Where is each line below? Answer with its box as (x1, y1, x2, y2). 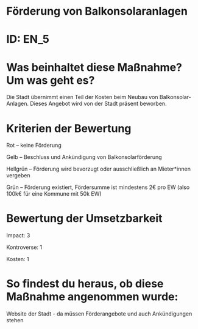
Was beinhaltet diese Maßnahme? (6, 60, 183, 74)
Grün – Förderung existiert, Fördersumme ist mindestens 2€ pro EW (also (6, 183, 190, 191)
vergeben (6, 172, 30, 179)
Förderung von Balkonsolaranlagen (6, 4, 188, 18)
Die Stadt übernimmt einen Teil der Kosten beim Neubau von (6, 94, 158, 101)
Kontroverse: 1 (6, 243, 43, 251)
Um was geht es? (6, 73, 95, 87)
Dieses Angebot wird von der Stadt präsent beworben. (30, 100, 167, 108)
